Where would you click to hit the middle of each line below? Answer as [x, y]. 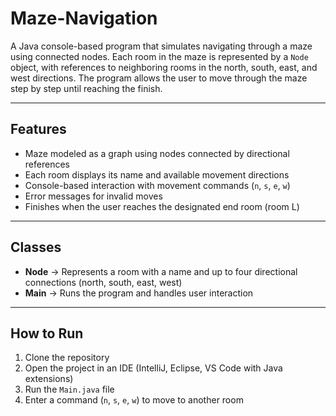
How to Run [47, 333]
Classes [36, 247]
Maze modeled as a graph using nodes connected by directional [157, 153]
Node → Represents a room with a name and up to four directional [161, 271]
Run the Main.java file [69, 389]
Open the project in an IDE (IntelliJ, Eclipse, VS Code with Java [153, 368]
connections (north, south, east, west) [103, 282]
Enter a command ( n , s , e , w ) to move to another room [134, 400]
